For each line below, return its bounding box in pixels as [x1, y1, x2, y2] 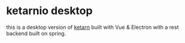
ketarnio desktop [6, 4, 93, 18]
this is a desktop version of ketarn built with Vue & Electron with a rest [6, 24, 179, 31]
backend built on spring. [6, 29, 66, 37]
